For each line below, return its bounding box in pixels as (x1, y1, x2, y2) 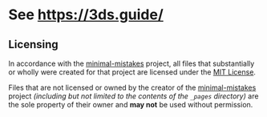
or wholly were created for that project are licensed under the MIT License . (8, 67, 257, 77)
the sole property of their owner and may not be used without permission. (8, 100, 253, 109)
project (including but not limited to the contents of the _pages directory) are (8, 91, 259, 101)
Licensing (8, 38, 59, 51)
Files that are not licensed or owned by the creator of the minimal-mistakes (8, 83, 257, 92)
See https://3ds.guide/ (8, 6, 164, 24)
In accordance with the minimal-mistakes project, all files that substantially (8, 58, 255, 68)
